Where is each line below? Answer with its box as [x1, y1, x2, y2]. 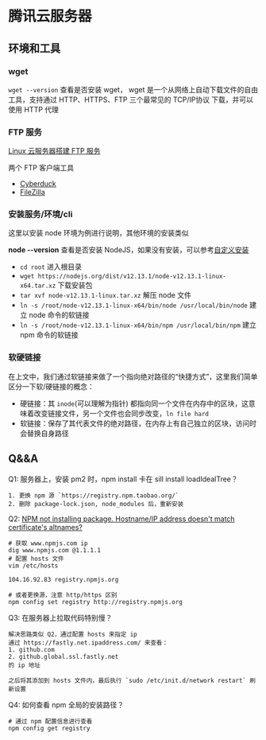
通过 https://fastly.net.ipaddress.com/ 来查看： [8, 638, 168, 647]
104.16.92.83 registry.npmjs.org [8, 575, 119, 583]
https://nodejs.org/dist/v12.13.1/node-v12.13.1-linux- [37, 272, 227, 281]
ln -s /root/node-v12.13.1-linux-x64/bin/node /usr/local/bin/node [19, 302, 248, 310]
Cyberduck [19, 179, 57, 189]
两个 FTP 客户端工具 [8, 163, 75, 173]
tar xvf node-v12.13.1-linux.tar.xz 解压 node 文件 [19, 290, 192, 300]
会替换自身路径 [19, 428, 69, 438]
